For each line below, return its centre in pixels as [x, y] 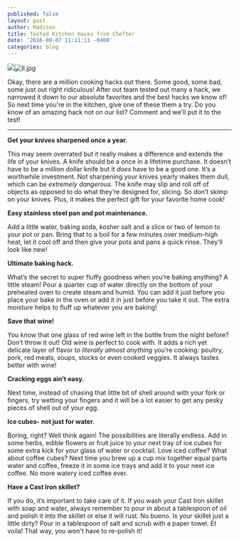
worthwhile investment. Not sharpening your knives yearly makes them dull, [118, 176]
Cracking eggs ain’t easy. [46, 379]
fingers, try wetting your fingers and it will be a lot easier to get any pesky [116, 400]
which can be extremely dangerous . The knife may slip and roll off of [108, 184]
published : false [33, 14]
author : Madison [31, 27]
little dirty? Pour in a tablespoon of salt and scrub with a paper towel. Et [112, 523]
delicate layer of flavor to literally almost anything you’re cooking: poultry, [116, 350]
